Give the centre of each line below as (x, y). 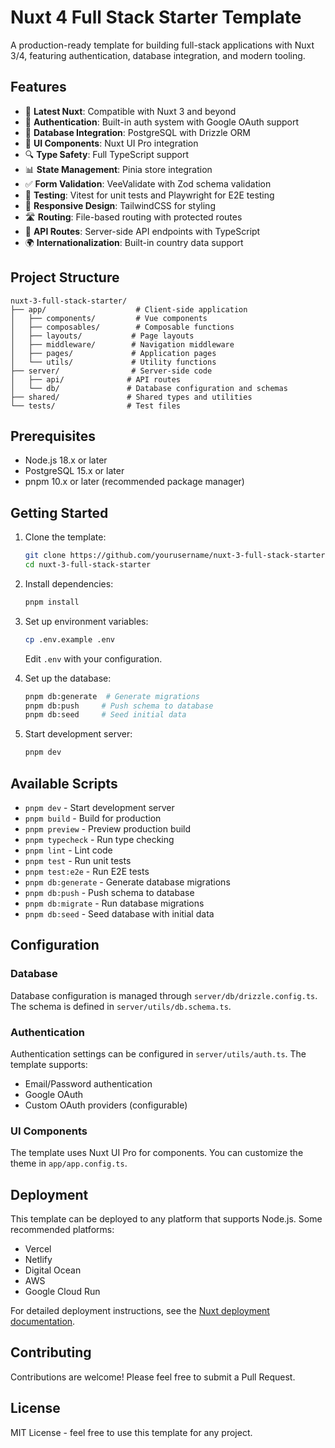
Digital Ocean (53, 1270)
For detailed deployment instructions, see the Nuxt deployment (140, 1311)
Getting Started (59, 512)
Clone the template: (65, 537)
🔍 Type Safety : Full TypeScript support (107, 154)
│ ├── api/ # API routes (96, 379)
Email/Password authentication (88, 1083)
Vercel (38, 1249)
